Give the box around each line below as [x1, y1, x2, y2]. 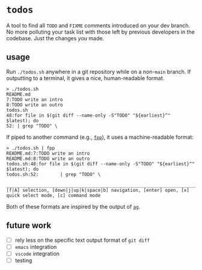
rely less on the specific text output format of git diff [14, 236, 150, 244]
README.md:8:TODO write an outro [6, 155, 90, 162]
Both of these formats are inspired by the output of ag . [6, 203, 141, 210]
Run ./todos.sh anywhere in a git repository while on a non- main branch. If [6, 68, 191, 75]
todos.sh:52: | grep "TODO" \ [6, 171, 101, 177]
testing [14, 257, 32, 264]
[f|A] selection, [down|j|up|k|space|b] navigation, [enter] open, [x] [6, 187, 189, 193]
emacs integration [14, 243, 57, 250]
